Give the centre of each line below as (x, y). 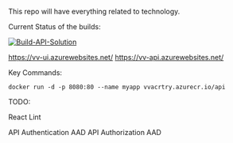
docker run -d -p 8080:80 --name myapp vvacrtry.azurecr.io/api (117, 87)
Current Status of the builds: (54, 26)
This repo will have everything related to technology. (94, 11)
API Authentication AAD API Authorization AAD (85, 132)
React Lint (25, 117)
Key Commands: (35, 73)
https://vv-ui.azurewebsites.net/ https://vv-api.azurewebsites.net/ (116, 57)
